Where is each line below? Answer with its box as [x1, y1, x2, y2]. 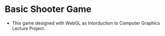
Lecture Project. [12, 25, 46, 31]
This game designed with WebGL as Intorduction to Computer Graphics [12, 20, 160, 26]
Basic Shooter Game [5, 3, 92, 15]
